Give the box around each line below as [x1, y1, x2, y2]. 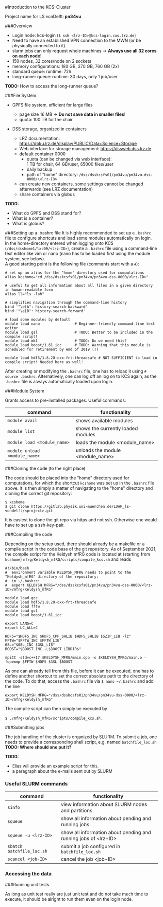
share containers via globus [19, 192, 75, 197]
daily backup [26, 166, 52, 172]
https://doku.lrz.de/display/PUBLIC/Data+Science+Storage [19, 141, 137, 146]
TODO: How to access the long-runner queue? [5, 83, 98, 89]
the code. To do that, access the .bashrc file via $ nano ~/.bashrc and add [5, 678, 154, 684]
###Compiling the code [5, 532, 52, 537]
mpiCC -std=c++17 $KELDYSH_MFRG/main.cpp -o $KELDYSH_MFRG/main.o [5, 655, 142, 660]
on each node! [12, 53, 42, 59]
